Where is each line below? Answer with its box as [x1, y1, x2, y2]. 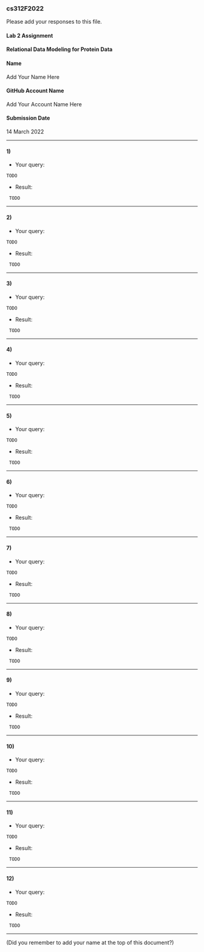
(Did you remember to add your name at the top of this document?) [6, 939, 174, 946]
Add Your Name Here [6, 73, 59, 80]
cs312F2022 [6, 4, 44, 13]
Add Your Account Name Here [6, 100, 82, 107]
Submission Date [6, 114, 50, 122]
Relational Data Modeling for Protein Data [6, 46, 113, 53]
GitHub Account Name [6, 87, 64, 95]
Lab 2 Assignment [6, 32, 53, 39]
